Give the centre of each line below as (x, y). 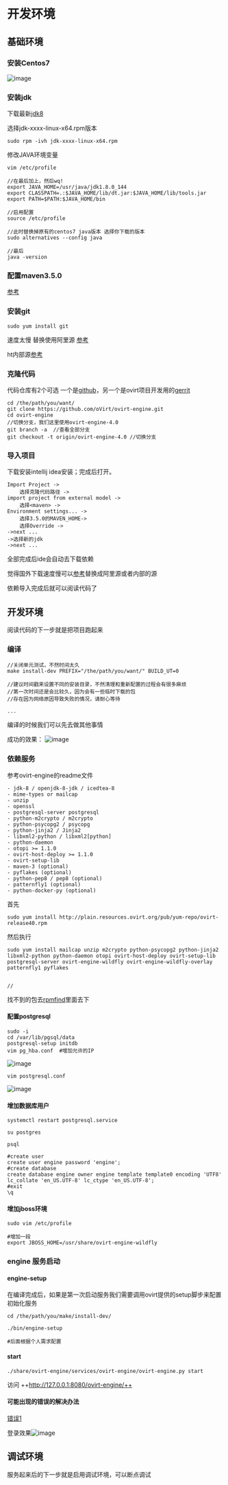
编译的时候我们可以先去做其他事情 (55, 725)
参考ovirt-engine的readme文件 (50, 775)
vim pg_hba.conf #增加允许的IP (51, 1051)
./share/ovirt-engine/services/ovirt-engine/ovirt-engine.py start (105, 1371)
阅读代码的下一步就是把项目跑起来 (55, 630)
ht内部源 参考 (25, 354)
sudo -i (18, 1031)
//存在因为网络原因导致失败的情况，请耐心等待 (64, 699)
